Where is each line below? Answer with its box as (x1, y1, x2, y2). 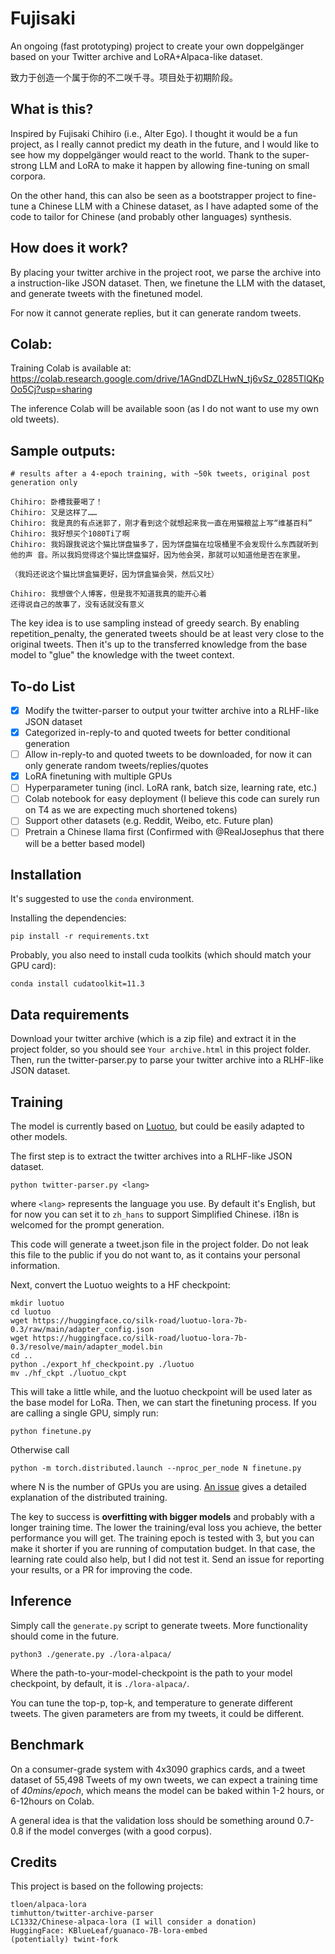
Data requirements (10, 1006, 130, 1023)
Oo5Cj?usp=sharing (10, 383, 93, 396)
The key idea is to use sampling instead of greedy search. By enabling (10, 617, 300, 629)
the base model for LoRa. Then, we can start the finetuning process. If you (10, 1396, 317, 1408)
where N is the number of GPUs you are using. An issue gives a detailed (10, 1480, 307, 1492)
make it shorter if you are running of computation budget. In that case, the (10, 1542, 316, 1554)
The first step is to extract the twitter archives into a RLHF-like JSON (10, 1150, 293, 1162)
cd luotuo (10, 1307, 52, 1317)
